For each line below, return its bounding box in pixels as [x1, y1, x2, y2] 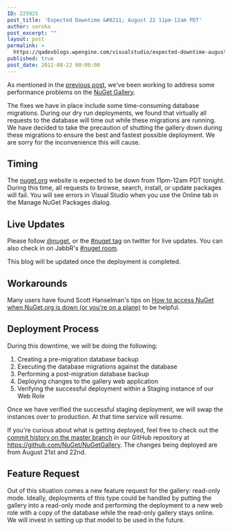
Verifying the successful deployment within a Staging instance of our [17, 384, 214, 393]
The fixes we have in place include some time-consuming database [7, 101, 200, 109]
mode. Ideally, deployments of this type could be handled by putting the [7, 494, 212, 502]
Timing [7, 158, 38, 170]
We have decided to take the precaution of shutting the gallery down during [7, 123, 222, 131]
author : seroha [7, 23, 51, 30]
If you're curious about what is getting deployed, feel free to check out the [7, 426, 219, 434]
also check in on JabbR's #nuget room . [7, 244, 119, 252]
